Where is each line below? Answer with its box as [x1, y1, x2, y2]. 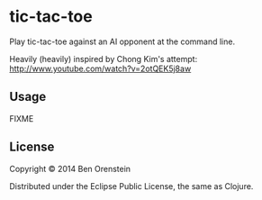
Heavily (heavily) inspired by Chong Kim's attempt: [9, 53, 198, 64]
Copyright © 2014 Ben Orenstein [9, 163, 131, 174]
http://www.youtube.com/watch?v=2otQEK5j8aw [9, 63, 192, 74]
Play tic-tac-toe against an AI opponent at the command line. [9, 36, 236, 47]
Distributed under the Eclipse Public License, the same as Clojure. [9, 180, 254, 191]
